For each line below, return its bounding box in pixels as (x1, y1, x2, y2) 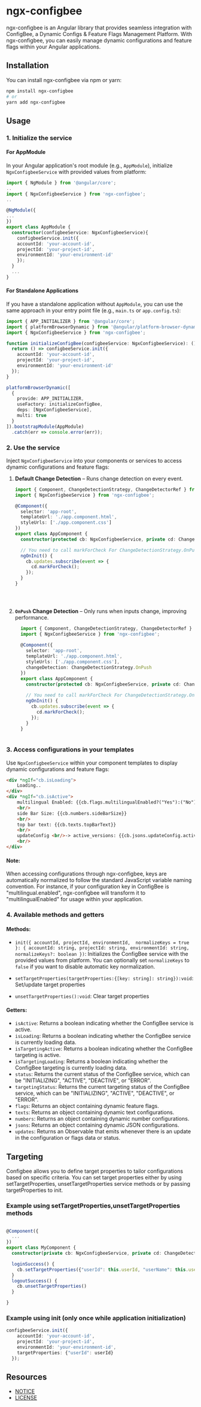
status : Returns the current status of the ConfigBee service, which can (14, 1071, 190, 1078)
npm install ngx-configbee (6, 88, 74, 94)
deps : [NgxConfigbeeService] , (17, 407, 93, 413)
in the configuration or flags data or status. (14, 1134, 121, 1142)
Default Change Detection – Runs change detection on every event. (14, 475, 184, 482)
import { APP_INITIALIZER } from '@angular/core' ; (6, 318, 135, 324)
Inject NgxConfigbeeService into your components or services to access (6, 457, 182, 464)
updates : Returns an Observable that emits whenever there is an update (14, 1128, 191, 1135)
